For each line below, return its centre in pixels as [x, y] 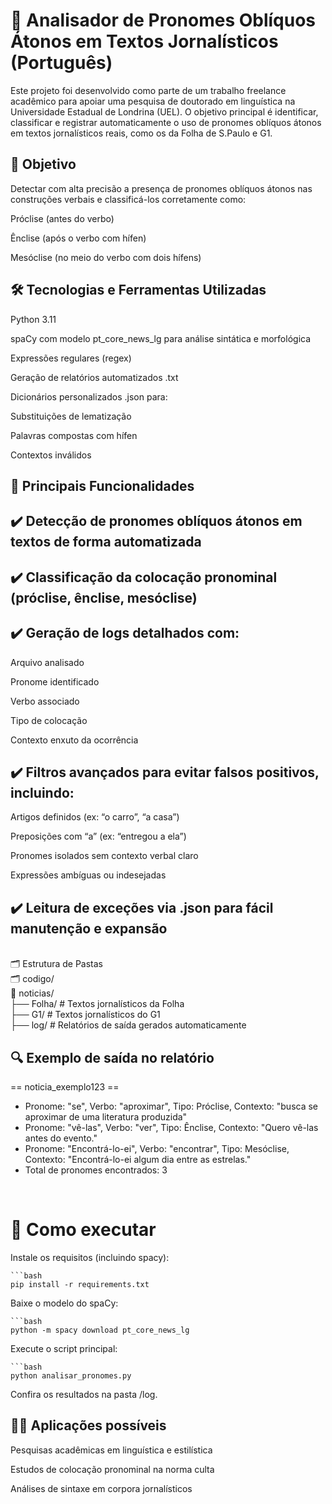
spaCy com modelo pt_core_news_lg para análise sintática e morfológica [161, 338]
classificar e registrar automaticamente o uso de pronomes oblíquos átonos [166, 122]
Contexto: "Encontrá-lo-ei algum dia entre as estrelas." [138, 1159]
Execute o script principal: [64, 1348]
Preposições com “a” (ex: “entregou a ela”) [98, 836]
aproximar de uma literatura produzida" [106, 1116]
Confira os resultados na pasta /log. [84, 1394]
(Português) [61, 63]
